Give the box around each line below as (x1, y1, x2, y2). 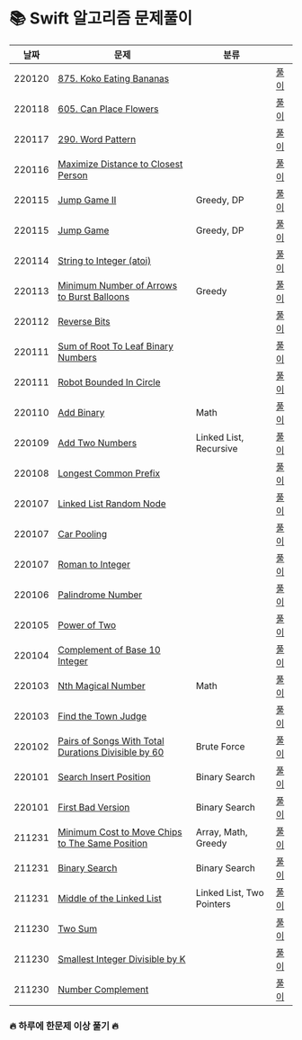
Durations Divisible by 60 (58, 746, 164, 758)
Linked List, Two (195, 886, 265, 899)
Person (58, 168, 88, 181)
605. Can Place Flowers (58, 103, 159, 115)
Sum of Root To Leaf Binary (58, 339, 173, 352)
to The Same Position (58, 837, 148, 849)
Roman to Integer (58, 558, 130, 570)
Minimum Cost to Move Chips (58, 825, 182, 838)
